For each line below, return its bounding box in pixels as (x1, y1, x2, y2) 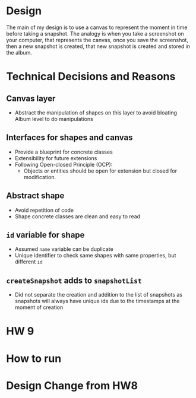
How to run (6, 352, 62, 365)
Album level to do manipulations (14, 115, 93, 122)
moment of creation (14, 304, 64, 311)
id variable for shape (6, 230, 85, 240)
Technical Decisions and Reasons (6, 70, 176, 84)
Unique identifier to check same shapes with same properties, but (14, 252, 176, 259)
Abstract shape (6, 191, 65, 201)
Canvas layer (6, 93, 56, 103)
